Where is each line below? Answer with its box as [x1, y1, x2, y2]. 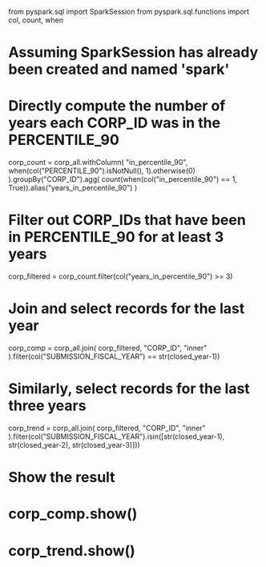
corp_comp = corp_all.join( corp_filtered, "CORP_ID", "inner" [8, 344, 208, 352]
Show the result [8, 468, 115, 487]
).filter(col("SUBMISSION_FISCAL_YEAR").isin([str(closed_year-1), [8, 432, 225, 441]
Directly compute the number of [8, 97, 226, 115]
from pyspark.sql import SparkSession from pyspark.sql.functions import [8, 7, 250, 16]
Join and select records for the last [8, 300, 245, 318]
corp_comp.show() [8, 505, 138, 523]
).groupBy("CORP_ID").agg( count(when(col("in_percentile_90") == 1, [8, 175, 238, 184]
